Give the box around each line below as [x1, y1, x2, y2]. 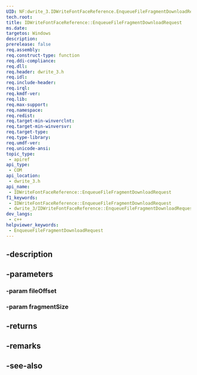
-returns [6, 321, 38, 331]
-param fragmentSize [6, 303, 69, 311]
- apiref [8, 157, 30, 162]
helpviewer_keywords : [6, 222, 59, 228]
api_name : [6, 184, 30, 190]
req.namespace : [6, 107, 43, 113]
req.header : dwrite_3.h [6, 69, 64, 75]
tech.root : [6, 14, 33, 20]
